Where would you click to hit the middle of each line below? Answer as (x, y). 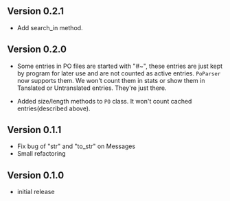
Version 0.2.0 (37, 50)
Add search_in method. (50, 27)
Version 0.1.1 (34, 130)
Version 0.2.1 (35, 11)
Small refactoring (42, 154)
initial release (36, 192)
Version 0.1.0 (36, 175)
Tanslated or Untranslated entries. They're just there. (92, 88)
